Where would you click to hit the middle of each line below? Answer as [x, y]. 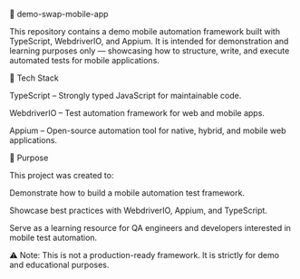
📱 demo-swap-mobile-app [59, 14]
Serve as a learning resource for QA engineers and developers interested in [150, 228]
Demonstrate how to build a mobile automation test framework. [127, 193]
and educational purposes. [59, 265]
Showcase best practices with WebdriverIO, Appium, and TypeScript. [138, 210]
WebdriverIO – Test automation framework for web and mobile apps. [137, 113]
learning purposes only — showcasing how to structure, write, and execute [150, 51]
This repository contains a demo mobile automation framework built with [145, 31]
